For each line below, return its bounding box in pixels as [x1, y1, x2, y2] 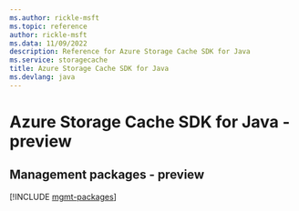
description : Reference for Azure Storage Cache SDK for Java [9, 47, 251, 56]
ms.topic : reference [9, 22, 88, 31]
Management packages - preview [9, 167, 205, 183]
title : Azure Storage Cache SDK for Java [9, 65, 170, 74]
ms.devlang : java [9, 73, 76, 82]
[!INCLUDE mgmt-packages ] [9, 191, 117, 202]
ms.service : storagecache [9, 55, 108, 65]
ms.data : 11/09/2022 [9, 38, 88, 48]
